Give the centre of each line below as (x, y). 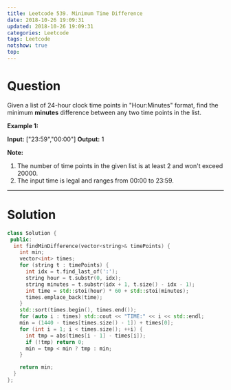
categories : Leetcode (38, 33)
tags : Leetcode (29, 39)
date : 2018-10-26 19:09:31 (46, 20)
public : (21, 239)
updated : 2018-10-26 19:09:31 (51, 26)
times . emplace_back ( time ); (64, 297)
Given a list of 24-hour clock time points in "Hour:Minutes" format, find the (113, 105)
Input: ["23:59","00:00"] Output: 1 (56, 139)
